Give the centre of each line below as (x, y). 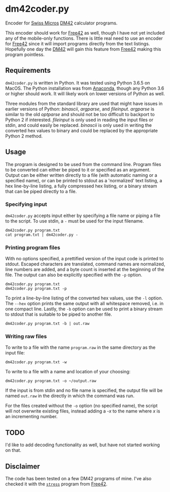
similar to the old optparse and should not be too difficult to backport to (80, 114)
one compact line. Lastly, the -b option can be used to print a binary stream (84, 309)
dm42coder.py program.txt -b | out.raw (47, 324)
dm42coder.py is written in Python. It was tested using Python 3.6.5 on (78, 83)
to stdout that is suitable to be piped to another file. (59, 314)
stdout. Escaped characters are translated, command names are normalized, (85, 264)
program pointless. (25, 54)
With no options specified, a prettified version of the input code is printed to (84, 259)
